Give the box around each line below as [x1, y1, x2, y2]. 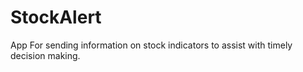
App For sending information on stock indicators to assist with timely [10, 39, 293, 51]
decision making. [10, 49, 81, 61]
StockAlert [10, 6, 102, 29]
